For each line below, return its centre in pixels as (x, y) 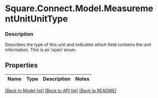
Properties (21, 65)
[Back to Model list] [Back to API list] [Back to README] (61, 91)
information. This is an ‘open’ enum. (41, 50)
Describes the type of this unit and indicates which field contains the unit (78, 45)
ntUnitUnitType (36, 19)
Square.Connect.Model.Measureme (79, 9)
